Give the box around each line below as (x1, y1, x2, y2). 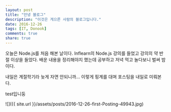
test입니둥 (5, 91, 26, 97)
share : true (5, 36, 31, 41)
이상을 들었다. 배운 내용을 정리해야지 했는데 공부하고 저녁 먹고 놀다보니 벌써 (10, 56, 161, 62)
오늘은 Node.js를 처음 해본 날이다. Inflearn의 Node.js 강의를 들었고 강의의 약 (5, 50, 158, 56)
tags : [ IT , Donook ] (5, 26, 47, 31)
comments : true (5, 31, 38, 36)
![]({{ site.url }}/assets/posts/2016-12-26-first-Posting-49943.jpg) (5, 101, 144, 107)
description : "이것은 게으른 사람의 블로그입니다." (5, 17, 102, 22)
